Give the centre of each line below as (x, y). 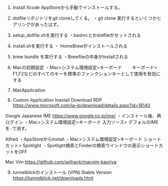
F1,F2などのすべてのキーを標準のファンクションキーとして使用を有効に (87, 74)
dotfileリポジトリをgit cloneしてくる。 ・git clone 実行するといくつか (85, 18)
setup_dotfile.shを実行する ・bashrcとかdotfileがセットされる (77, 35)
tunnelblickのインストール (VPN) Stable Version (62, 172)
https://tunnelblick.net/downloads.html (53, 178)
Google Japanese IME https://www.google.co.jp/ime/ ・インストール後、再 (83, 116)
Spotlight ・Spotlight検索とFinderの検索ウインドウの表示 (82, 145)
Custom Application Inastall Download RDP (57, 100)
